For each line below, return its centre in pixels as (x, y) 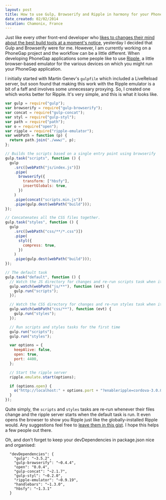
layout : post (19, 10)
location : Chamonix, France (34, 23)
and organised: (21, 445)
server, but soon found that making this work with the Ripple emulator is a (80, 84)
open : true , (26, 354)
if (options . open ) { (31, 386)
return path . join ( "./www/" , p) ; (43, 140)
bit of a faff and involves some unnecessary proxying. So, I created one (78, 89)
